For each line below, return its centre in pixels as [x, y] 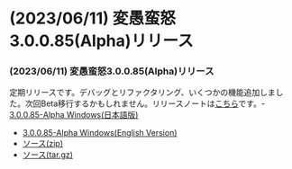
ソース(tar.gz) [48, 155]
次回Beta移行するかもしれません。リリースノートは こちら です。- [145, 103]
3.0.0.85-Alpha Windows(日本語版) [74, 115]
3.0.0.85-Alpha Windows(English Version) [100, 133]
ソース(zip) [43, 144]
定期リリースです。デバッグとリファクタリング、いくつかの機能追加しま [143, 93]
